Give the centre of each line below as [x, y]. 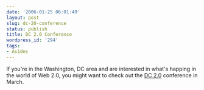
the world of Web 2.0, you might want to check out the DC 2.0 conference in [102, 75]
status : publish [27, 29]
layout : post [23, 18]
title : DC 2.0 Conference [39, 35]
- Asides [17, 52]
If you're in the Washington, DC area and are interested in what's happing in [101, 69]
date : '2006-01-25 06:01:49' [43, 12]
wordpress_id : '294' [33, 40]
